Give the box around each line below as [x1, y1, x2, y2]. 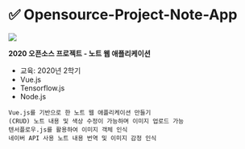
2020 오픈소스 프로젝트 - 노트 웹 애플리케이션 [8, 48, 151, 58]
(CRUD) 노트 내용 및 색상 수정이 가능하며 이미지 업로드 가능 [8, 117, 185, 125]
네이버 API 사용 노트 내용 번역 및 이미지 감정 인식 [8, 134, 157, 142]
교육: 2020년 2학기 [19, 66, 81, 75]
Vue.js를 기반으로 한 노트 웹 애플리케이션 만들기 [8, 108, 152, 117]
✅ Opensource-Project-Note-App [8, 6, 238, 24]
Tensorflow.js [19, 83, 65, 93]
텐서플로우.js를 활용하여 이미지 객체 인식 [8, 126, 128, 134]
